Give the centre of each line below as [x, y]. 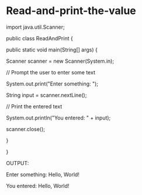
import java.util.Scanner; [36, 27]
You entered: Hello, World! [38, 186]
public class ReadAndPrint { [39, 38]
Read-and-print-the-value [71, 11]
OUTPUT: [18, 163]
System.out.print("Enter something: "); [52, 84]
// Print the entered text [34, 106]
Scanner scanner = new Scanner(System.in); [60, 61]
